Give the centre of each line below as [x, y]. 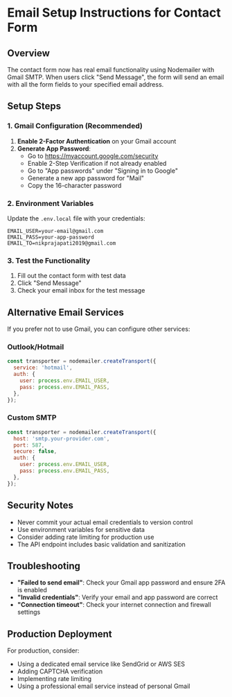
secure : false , [35, 451]
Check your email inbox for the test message [81, 291]
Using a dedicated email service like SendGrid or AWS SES [101, 664]
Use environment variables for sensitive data [81, 529]
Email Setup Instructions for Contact [114, 13]
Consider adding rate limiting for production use [86, 537]
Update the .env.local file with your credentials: [76, 218]
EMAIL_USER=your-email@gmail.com [55, 231]
